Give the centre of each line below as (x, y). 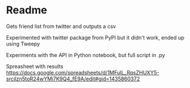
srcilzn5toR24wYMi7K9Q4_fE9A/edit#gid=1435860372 (73, 79)
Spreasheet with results (35, 66)
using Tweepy (23, 44)
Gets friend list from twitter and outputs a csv (61, 26)
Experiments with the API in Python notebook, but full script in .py (86, 55)
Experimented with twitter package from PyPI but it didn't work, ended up (95, 37)
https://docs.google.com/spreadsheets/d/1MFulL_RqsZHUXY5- (83, 72)
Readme (27, 10)
